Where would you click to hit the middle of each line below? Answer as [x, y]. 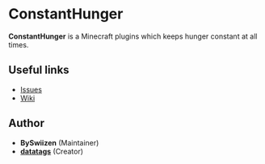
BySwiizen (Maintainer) [59, 142]
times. [19, 44]
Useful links [39, 70]
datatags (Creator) [51, 151]
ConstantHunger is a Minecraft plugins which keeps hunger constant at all [133, 36]
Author [26, 123]
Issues [31, 89]
